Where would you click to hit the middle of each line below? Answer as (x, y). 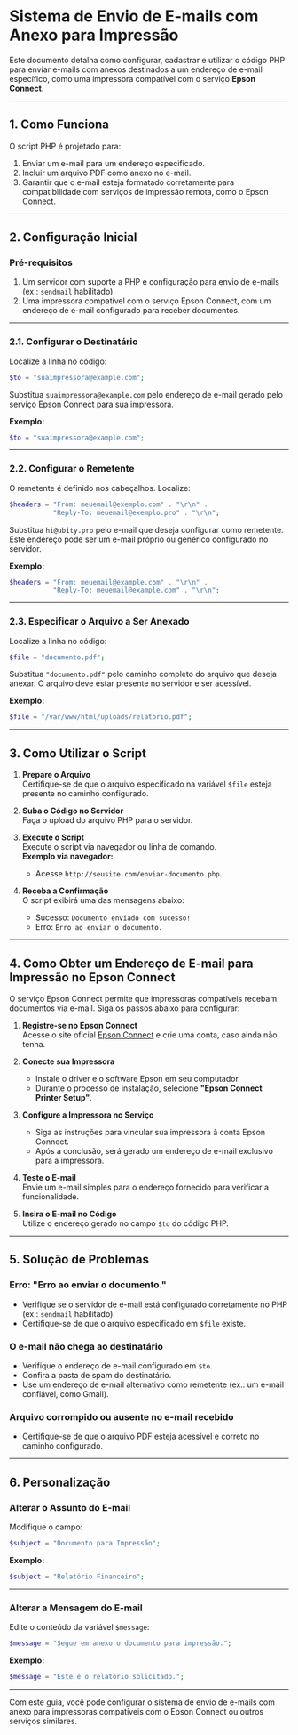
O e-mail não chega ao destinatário (86, 1346)
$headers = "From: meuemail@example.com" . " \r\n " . (109, 582)
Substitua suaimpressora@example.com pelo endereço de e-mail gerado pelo (146, 394)
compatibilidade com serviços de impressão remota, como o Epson (145, 191)
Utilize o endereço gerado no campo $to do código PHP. (125, 1223)
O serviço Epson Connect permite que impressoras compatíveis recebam (143, 998)
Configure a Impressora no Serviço (88, 1115)
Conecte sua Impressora (68, 1061)
